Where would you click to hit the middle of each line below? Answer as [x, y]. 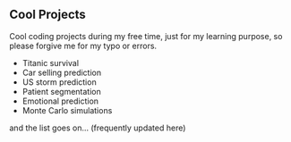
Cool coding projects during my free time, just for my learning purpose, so [146, 36]
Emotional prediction [60, 101]
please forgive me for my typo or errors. [83, 46]
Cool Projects [48, 15]
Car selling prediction [61, 72]
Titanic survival [50, 63]
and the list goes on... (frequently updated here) [98, 128]
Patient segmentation [61, 91]
